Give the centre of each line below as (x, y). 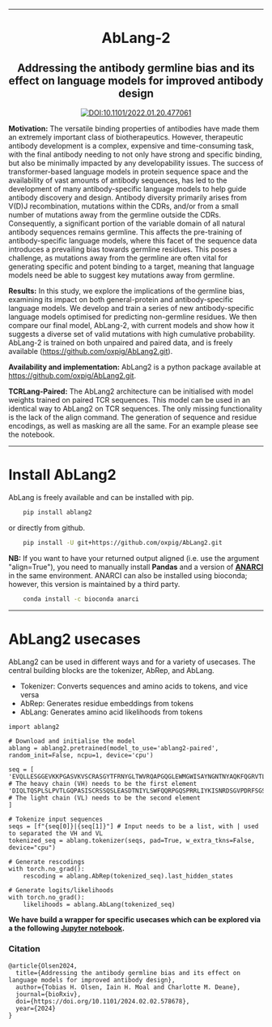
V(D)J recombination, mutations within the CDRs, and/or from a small (123, 206)
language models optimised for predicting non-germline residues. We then (133, 317)
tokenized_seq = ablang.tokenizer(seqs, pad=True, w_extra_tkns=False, (132, 840)
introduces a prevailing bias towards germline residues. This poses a (123, 249)
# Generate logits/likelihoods (61, 890)
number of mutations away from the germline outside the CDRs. (115, 215)
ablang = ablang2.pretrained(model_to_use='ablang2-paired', (114, 748)
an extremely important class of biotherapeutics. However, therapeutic (126, 137)
